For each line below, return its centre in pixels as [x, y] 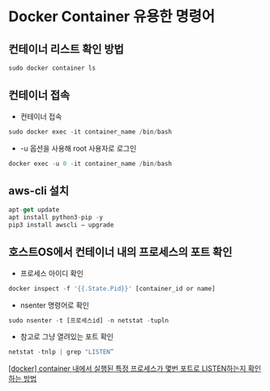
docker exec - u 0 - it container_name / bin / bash [90, 164]
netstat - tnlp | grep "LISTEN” [61, 352]
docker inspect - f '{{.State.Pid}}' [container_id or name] [112, 288]
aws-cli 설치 [39, 191]
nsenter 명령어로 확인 [54, 305]
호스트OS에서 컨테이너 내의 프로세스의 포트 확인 [120, 252]
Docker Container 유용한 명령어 [112, 17]
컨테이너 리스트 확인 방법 [66, 49]
